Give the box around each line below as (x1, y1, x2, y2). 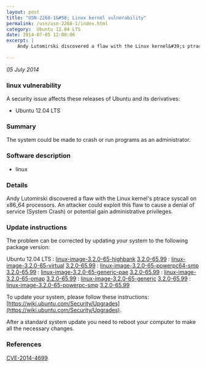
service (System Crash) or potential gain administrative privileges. (6, 207, 174, 215)
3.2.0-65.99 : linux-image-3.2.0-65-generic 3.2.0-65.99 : (46, 275, 191, 282)
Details (6, 180, 28, 189)
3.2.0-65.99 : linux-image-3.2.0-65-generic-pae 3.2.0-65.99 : (6, 268, 163, 276)
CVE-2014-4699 (6, 354, 48, 361)
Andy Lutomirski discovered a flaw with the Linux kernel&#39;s (17, 44, 185, 50)
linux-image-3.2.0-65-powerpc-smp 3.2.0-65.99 (6, 282, 130, 289)
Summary (6, 122, 37, 131)
